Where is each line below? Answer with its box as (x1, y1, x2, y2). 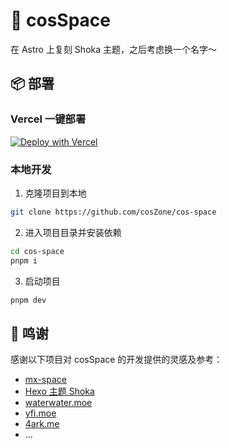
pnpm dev (10, 295, 47, 305)
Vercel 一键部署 (10, 112, 87, 126)
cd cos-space (10, 246, 65, 256)
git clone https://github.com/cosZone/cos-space (10, 207, 217, 217)
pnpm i (10, 255, 38, 266)
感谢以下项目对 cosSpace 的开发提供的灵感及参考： (10, 354, 223, 366)
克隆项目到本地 (24, 187, 87, 199)
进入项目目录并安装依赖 (24, 226, 122, 238)
